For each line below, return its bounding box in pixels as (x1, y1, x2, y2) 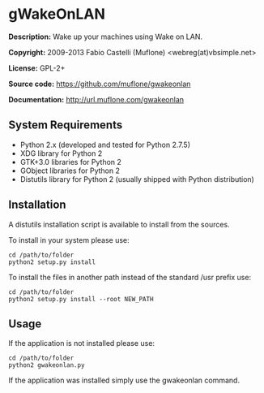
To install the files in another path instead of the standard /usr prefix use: (8, 272, 252, 282)
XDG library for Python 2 (19, 148, 103, 158)
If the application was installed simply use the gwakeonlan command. (8, 375, 241, 386)
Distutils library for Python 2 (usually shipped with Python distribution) (19, 174, 255, 184)
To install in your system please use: (8, 235, 130, 244)
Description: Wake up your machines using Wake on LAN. (8, 32, 203, 41)
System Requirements (8, 119, 123, 132)
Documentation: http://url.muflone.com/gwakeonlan (8, 94, 185, 104)
